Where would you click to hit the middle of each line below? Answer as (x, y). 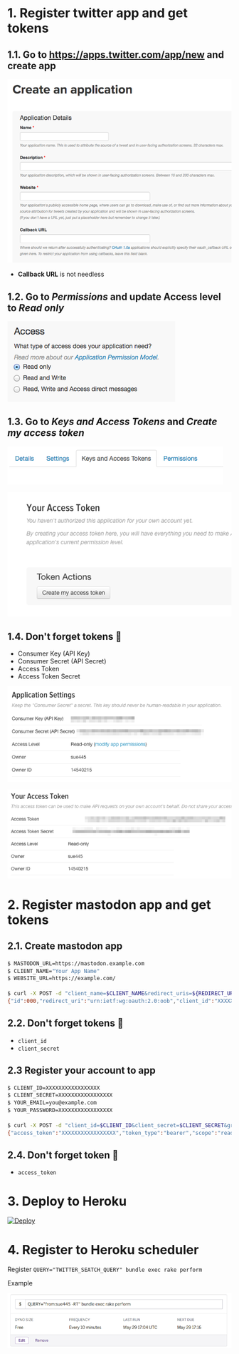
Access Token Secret (49, 676)
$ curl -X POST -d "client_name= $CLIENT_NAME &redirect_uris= (100, 994)
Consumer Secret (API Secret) (62, 661)
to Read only (36, 308)
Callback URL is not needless (61, 274)
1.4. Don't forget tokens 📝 (65, 636)
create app (32, 66)
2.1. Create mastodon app (65, 946)
